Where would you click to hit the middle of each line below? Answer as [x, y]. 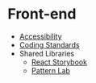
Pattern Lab [50, 70]
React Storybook [59, 62]
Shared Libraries [46, 53]
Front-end [42, 14]
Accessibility [40, 36]
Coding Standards [49, 44]
